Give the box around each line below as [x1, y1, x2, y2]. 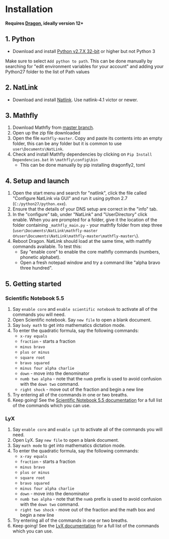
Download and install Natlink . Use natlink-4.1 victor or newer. [12, 97, 138, 103]
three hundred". [20, 265, 53, 271]
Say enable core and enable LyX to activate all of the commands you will [12, 427, 162, 433]
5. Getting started [5, 280, 62, 288]
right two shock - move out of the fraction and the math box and [20, 507, 155, 513]
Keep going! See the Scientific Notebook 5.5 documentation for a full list [12, 397, 162, 403]
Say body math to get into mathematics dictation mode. [12, 322, 126, 328]
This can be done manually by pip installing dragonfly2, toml [20, 162, 145, 168]
